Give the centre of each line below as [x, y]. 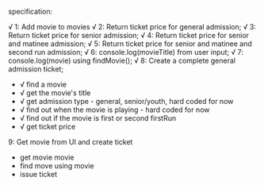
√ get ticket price [48, 127]
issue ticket [38, 174]
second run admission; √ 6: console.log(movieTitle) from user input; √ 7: [126, 52]
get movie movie [47, 157]
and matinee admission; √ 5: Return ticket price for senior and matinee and [130, 44]
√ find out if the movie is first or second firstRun [98, 118]
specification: [31, 12]
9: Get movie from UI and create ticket [71, 142]
